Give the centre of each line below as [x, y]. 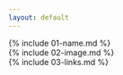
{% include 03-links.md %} [59, 62]
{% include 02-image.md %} [61, 52]
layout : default [39, 17]
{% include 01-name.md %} [60, 43]
